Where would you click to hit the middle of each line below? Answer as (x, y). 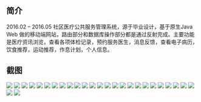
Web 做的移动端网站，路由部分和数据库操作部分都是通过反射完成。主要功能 (101, 34)
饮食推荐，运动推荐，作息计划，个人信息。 (60, 49)
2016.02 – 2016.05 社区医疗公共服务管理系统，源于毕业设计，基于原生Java (100, 27)
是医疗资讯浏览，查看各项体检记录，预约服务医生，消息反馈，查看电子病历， (102, 42)
